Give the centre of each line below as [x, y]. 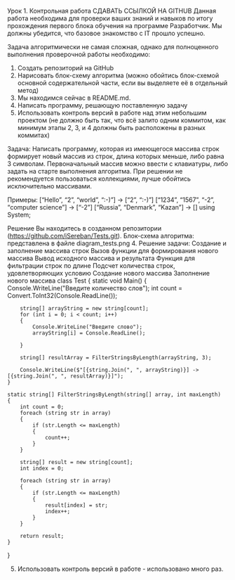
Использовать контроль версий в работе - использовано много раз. [120, 569]
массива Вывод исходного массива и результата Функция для [101, 258]
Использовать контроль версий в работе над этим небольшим [112, 113]
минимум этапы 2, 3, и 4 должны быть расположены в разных [111, 128]
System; [19, 215]
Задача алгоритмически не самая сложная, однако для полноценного [113, 47]
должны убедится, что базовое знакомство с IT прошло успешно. [106, 33]
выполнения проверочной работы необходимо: [79, 54]
